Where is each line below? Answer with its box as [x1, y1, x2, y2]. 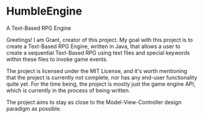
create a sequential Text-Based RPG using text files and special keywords [6, 49, 190, 56]
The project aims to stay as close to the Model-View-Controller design [6, 99, 182, 106]
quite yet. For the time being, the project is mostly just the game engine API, [6, 80, 196, 88]
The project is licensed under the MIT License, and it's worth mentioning [6, 67, 188, 74]
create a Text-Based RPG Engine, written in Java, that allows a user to [6, 43, 181, 50]
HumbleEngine [6, 4, 82, 18]
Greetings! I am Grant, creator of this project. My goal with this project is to [6, 36, 193, 43]
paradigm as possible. [6, 105, 62, 112]
